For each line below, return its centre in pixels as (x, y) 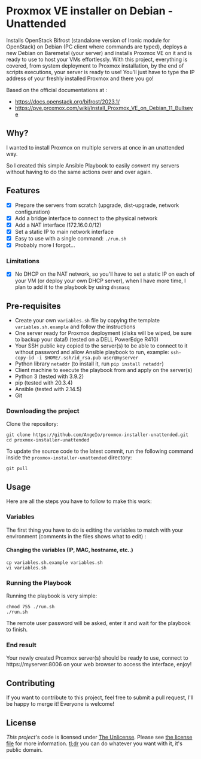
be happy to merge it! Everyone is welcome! (60, 704)
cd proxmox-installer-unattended (48, 440)
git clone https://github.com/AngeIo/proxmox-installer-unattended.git (97, 435)
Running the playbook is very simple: (52, 596)
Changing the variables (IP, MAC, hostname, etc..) (70, 550)
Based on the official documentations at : (57, 90)
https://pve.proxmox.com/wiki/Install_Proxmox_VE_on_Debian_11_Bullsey (104, 108)
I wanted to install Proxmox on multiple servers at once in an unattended (95, 147)
